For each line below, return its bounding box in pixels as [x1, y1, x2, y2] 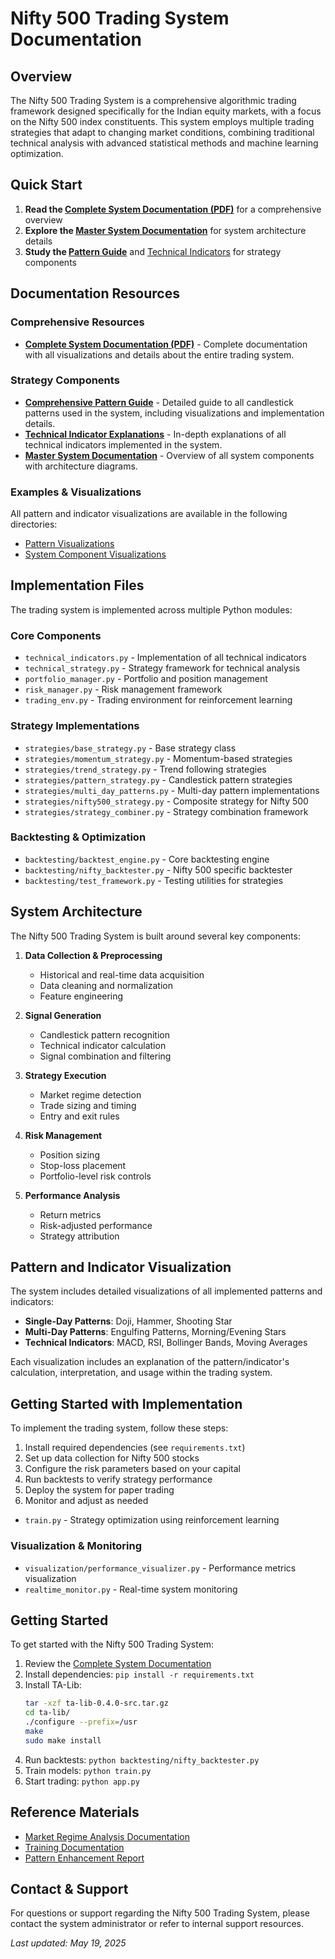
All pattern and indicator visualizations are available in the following [10, 508, 288, 520]
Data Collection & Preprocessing [24, 949, 163, 961]
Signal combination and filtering [39, 1050, 172, 1062]
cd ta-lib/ [24, 1708, 71, 1718]
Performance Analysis [24, 1189, 121, 1201]
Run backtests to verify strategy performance [24, 1473, 213, 1486]
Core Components [10, 628, 102, 642]
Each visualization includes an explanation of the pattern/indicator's [10, 1356, 290, 1368]
